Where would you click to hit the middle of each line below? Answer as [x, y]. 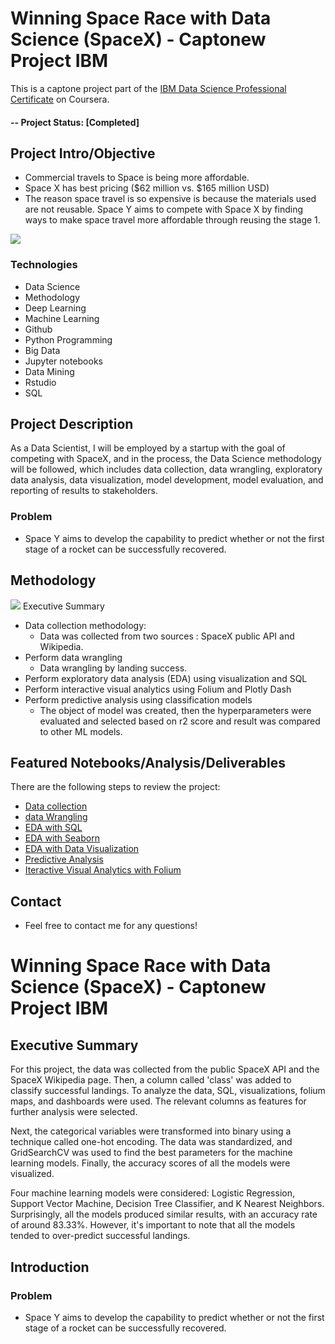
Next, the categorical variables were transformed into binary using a [151, 1131]
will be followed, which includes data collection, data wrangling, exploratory [166, 469]
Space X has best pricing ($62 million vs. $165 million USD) [147, 188]
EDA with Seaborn [62, 838]
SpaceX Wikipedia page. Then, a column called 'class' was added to [151, 1080]
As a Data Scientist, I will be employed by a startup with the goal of [148, 448]
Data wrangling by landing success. [113, 668]
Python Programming [68, 339]
